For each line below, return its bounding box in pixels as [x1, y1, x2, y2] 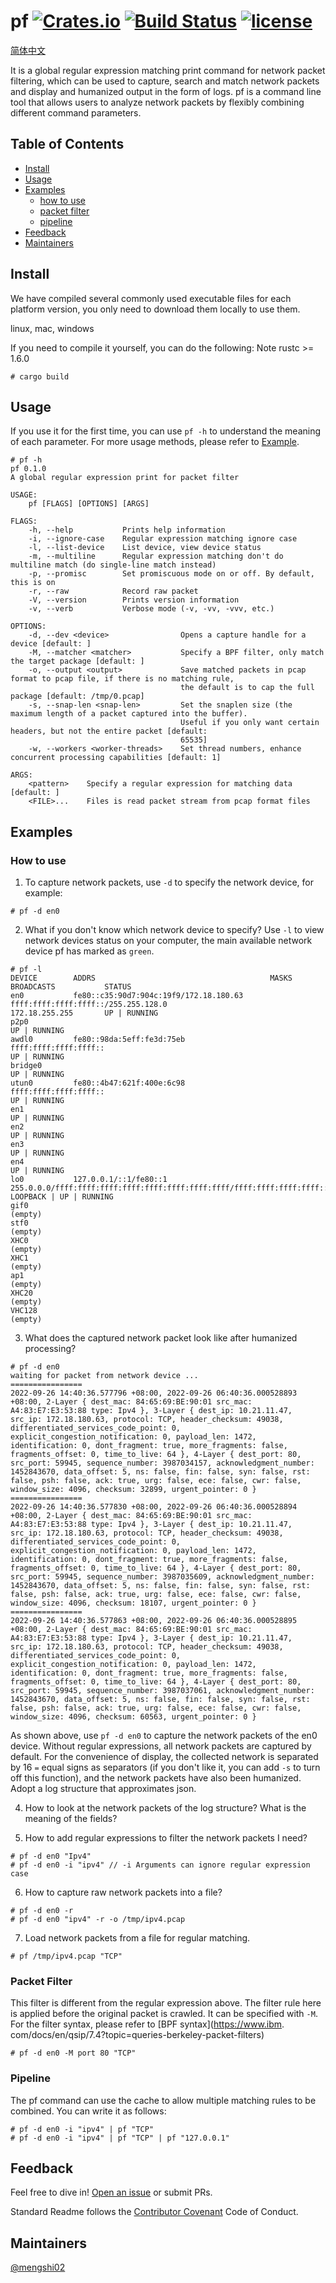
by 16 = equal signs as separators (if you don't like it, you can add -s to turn [10, 1761, 321, 1774]
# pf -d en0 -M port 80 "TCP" [10, 2048, 137, 2059]
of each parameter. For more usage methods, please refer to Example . [10, 436, 300, 448]
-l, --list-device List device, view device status [28, 543, 262, 553]
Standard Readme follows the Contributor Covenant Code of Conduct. [10, 2206, 299, 2218]
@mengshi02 [10, 2261, 66, 2274]
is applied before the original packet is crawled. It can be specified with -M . [10, 2008, 318, 2020]
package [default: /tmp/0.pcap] [10, 691, 145, 702]
